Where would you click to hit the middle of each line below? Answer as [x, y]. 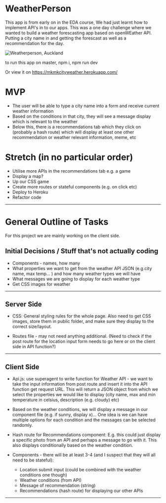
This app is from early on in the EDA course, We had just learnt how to [77, 22]
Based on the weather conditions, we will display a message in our [80, 410]
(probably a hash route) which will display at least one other [73, 132]
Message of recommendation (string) [58, 486]
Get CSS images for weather [41, 284]
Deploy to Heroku [30, 192]
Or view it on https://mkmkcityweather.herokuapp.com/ [61, 72]
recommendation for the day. [35, 43]
